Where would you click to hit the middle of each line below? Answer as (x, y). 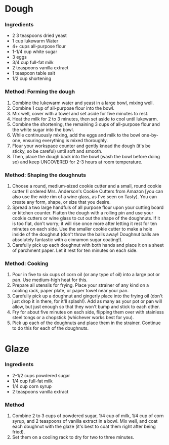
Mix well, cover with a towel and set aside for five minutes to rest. (80, 113)
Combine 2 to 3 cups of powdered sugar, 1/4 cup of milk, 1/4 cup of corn (88, 416)
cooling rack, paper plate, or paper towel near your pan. (70, 291)
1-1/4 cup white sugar (35, 52)
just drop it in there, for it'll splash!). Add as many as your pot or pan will (87, 301)
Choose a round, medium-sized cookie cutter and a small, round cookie (87, 186)
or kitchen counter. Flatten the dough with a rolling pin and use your (83, 213)
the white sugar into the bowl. (43, 129)
